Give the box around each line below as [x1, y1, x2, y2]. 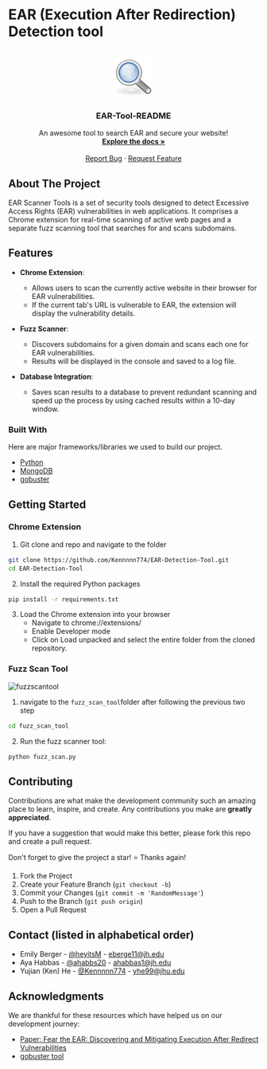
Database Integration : [19, 371, 94, 381]
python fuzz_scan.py [8, 753, 77, 760]
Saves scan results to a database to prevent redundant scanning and [31, 387, 257, 396]
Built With [8, 424, 48, 435]
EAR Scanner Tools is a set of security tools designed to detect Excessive [8, 198, 250, 208]
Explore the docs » [102, 137, 165, 147]
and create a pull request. [8, 837, 92, 847]
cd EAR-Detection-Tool [8, 564, 83, 572]
